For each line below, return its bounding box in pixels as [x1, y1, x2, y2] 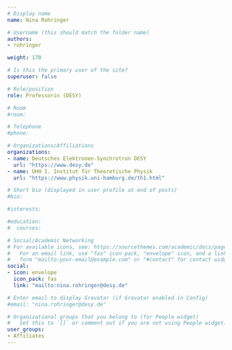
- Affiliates [7, 333, 45, 340]
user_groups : [7, 326, 45, 333]
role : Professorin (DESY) [7, 92, 81, 99]
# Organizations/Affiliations [7, 142, 95, 149]
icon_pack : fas [13, 275, 57, 282]
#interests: [7, 206, 41, 213]
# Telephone [7, 124, 41, 130]
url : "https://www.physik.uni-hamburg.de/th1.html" [13, 174, 166, 182]
